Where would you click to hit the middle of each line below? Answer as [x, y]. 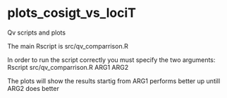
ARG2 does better [33, 88]
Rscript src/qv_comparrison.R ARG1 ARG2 [68, 67]
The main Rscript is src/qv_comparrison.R [68, 46]
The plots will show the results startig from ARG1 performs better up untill [114, 81]
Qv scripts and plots [36, 32]
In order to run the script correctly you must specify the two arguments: [111, 60]
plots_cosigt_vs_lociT [72, 13]
